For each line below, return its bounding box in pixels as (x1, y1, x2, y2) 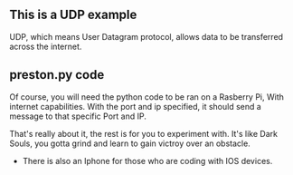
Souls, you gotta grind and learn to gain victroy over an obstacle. (9, 138, 250, 149)
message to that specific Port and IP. (9, 111, 146, 122)
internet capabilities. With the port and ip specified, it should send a (9, 101, 262, 112)
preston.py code (9, 67, 105, 83)
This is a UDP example (9, 7, 137, 23)
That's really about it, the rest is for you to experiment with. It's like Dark (9, 128, 279, 139)
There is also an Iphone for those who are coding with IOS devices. (22, 155, 273, 166)
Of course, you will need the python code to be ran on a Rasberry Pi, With (9, 91, 285, 102)
